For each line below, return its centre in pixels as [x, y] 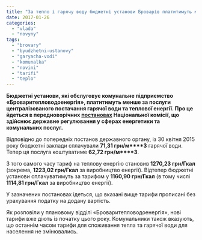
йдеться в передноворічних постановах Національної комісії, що [93, 115]
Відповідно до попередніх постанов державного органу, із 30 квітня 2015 [101, 139]
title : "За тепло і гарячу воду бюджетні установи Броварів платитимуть [99, 12]
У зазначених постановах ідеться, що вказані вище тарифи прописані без [101, 194]
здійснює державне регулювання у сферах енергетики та [83, 121]
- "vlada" [24, 28]
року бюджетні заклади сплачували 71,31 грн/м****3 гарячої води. [95, 146]
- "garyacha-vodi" [35, 56]
